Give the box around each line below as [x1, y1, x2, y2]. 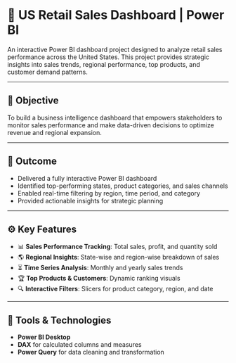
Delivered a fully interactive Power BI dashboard [17, 174, 157, 182]
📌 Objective [7, 95, 59, 107]
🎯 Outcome [7, 155, 58, 167]
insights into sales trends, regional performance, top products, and [7, 60, 200, 68]
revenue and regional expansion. [7, 128, 102, 136]
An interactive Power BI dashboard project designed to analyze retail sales [7, 45, 223, 53]
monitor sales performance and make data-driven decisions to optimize [7, 120, 214, 129]
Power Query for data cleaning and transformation [17, 348, 165, 357]
